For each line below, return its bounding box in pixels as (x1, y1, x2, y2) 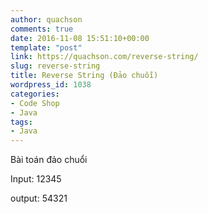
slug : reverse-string (10, 61, 101, 71)
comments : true (10, 24, 74, 34)
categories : (10, 89, 60, 99)
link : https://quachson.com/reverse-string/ (10, 52, 199, 62)
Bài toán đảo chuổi (10, 154, 88, 166)
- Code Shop (10, 98, 60, 108)
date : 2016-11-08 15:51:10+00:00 (10, 33, 150, 43)
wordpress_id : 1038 (10, 80, 92, 90)
